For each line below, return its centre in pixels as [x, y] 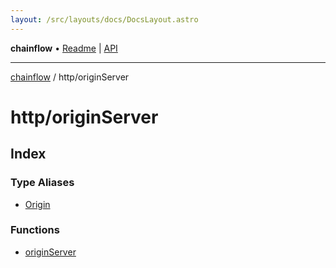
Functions [35, 230]
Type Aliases [42, 183]
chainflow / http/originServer [70, 77]
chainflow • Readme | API [64, 48]
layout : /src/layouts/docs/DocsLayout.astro [104, 19]
